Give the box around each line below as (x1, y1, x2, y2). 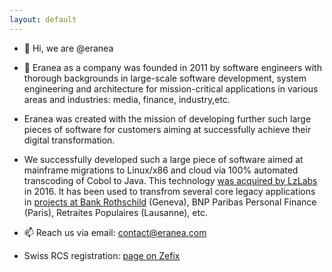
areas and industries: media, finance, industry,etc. (23, 93, 231, 105)
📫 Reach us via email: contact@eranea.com (23, 226, 207, 238)
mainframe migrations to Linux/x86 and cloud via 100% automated (23, 164, 299, 176)
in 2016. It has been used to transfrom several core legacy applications (23, 185, 316, 197)
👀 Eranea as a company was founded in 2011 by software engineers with (23, 61, 322, 73)
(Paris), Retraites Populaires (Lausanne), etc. (23, 206, 208, 218)
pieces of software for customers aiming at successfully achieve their (23, 123, 312, 135)
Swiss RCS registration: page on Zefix (23, 249, 181, 261)
